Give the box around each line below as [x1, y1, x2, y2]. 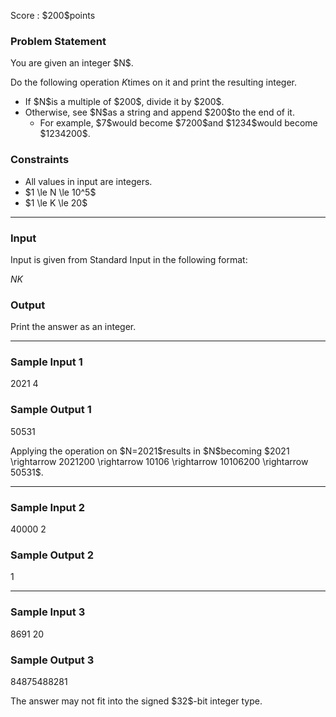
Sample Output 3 [10, 653, 95, 667]
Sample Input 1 [10, 355, 83, 369]
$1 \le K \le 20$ [24, 196, 88, 209]
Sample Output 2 [10, 548, 94, 562]
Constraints [10, 153, 70, 167]
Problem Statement [10, 34, 107, 48]
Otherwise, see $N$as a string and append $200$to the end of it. [24, 106, 295, 119]
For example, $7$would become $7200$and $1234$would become [39, 117, 318, 129]
